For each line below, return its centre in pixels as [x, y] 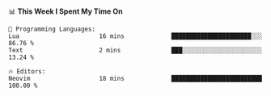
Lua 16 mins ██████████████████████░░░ [135, 36]
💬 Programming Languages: [52, 29]
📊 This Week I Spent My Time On [66, 11]
